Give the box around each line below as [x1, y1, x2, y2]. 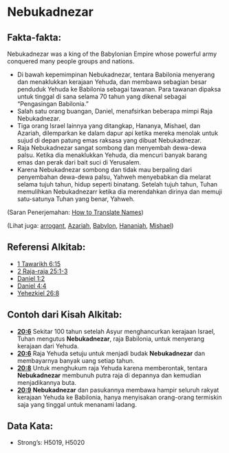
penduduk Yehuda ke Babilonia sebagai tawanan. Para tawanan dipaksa [17, 85, 221, 93]
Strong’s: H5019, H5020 [17, 439, 85, 447]
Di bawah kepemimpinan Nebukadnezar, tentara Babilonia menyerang [17, 70, 215, 78]
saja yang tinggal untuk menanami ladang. [17, 400, 138, 408]
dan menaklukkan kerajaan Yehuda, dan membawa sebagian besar [17, 78, 207, 86]
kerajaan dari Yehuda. [17, 341, 79, 350]
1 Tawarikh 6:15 [17, 260, 61, 268]
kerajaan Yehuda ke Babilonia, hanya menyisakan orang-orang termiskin [17, 393, 222, 401]
